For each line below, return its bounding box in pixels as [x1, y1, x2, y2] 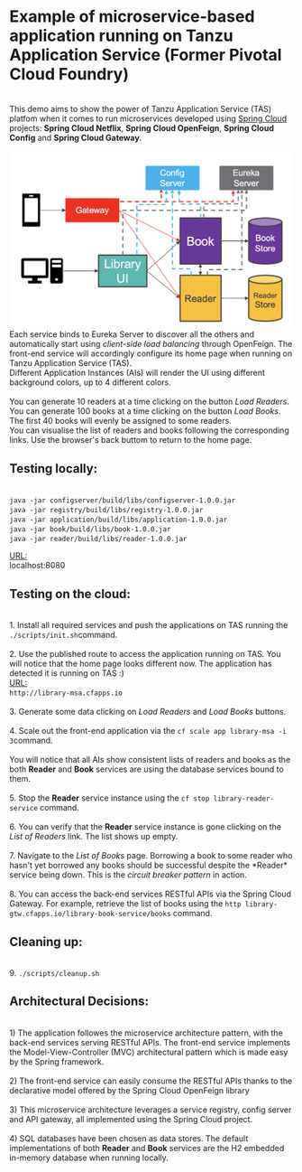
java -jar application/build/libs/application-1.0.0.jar [9, 515, 228, 525]
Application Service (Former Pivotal [9, 45, 282, 65]
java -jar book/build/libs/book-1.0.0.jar [9, 525, 171, 534]
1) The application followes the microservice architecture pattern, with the [9, 1027, 284, 1038]
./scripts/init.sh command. [9, 630, 118, 641]
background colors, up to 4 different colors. [9, 377, 171, 388]
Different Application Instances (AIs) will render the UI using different [9, 368, 266, 379]
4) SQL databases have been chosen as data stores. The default [9, 1132, 249, 1144]
